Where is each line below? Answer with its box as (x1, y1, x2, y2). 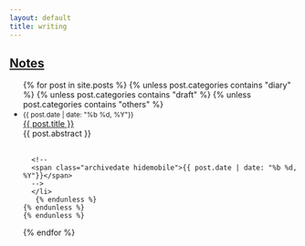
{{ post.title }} (22, 118, 75, 129)
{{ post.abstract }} (22, 128, 91, 139)
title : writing (9, 22, 68, 31)
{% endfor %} (22, 227, 76, 238)
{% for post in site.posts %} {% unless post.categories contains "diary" (22, 79, 291, 91)
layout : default (9, 13, 71, 23)
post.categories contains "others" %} (22, 99, 164, 110)
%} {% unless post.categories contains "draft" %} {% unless (22, 89, 251, 100)
